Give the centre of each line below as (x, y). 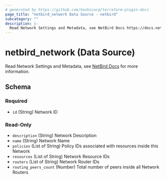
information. (18, 72)
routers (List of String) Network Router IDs (56, 162)
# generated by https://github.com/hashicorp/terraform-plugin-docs (77, 10)
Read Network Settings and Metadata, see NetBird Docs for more (72, 66)
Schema (18, 87)
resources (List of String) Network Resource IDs (61, 157)
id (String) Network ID (35, 112)
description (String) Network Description (54, 135)
